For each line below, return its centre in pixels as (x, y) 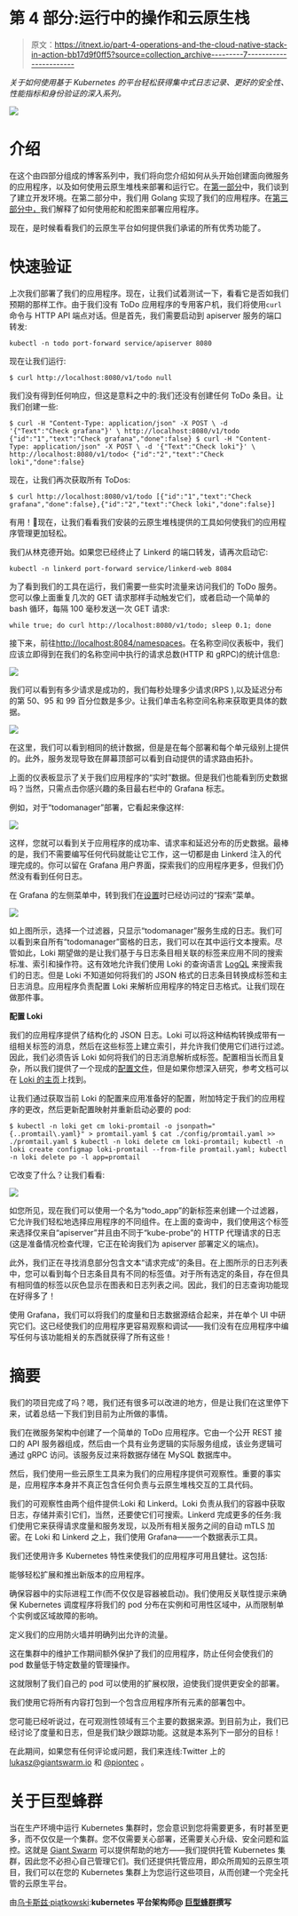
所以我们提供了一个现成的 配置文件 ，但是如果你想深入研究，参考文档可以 (157, 1068)
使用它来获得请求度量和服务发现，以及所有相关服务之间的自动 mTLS (141, 1525)
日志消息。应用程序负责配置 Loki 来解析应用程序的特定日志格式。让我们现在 (147, 986)
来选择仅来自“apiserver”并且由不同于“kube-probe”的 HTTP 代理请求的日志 (145, 1232)
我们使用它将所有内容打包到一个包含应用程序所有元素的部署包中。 (129, 1702)
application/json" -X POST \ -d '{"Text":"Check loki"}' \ (144, 446)
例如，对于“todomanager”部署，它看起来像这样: (97, 807)
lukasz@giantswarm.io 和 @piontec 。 (79, 1762)
